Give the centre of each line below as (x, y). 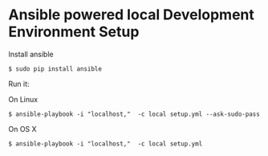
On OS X (23, 129)
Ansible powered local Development (132, 15)
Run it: (19, 84)
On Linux (23, 99)
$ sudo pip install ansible (55, 69)
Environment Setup (74, 32)
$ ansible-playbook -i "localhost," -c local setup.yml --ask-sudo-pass (134, 114)
